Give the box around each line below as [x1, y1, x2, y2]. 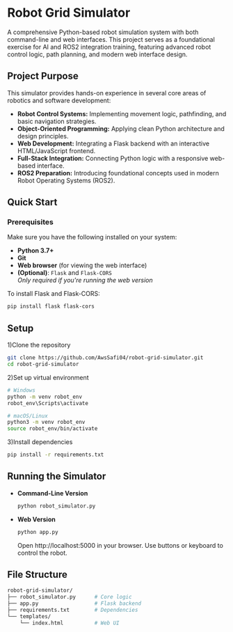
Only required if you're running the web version [17, 276, 153, 285]
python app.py [17, 528, 58, 535]
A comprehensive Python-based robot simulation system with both [7, 28, 199, 36]
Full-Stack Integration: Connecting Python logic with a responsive [17, 154, 209, 162]
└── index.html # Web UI [19, 619, 120, 626]
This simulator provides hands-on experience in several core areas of [7, 88, 207, 97]
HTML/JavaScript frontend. [17, 146, 96, 155]
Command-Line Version [17, 489, 88, 497]
